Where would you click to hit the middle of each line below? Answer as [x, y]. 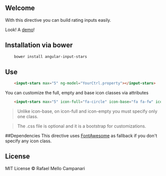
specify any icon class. [28, 141]
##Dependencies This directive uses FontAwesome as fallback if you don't [81, 136]
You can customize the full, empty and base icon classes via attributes [77, 93]
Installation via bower [39, 45]
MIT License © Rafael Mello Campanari [45, 168]
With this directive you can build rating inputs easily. [58, 20]
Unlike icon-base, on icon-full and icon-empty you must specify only [87, 111]
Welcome [20, 8]
